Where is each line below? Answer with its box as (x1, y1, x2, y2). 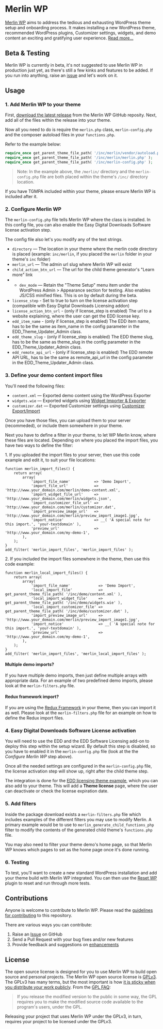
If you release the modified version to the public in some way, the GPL (16, 993, 157, 999)
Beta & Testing (5, 49, 50, 57)
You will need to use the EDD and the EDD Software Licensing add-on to (5, 738, 149, 744)
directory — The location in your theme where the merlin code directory (12, 246, 158, 252)
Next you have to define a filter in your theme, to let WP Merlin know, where (5, 432, 156, 438)
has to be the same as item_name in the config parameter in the (12, 324, 140, 330)
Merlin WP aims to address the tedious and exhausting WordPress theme (5, 19, 151, 25)
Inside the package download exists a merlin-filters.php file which (5, 811, 142, 817)
